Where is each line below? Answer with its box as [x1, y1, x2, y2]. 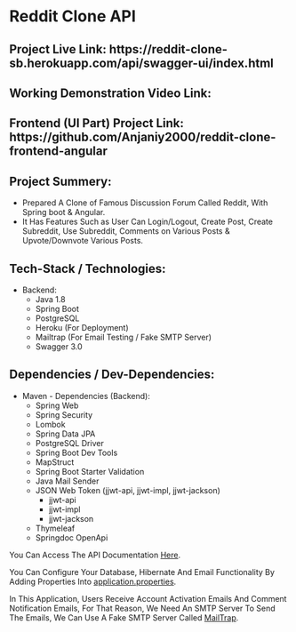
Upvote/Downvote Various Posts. [21, 236, 144, 246]
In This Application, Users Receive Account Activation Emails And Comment [9, 593, 287, 604]
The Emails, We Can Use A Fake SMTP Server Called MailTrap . [9, 612, 239, 623]
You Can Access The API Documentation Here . [9, 549, 180, 560]
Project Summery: [9, 173, 112, 188]
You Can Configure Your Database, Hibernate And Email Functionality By [9, 566, 276, 577]
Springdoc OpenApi [35, 532, 108, 543]
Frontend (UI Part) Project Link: [9, 116, 184, 131]
